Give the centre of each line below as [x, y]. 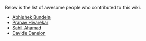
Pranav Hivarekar [30, 23]
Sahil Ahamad [27, 28]
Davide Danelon [29, 33]
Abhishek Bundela [31, 17]
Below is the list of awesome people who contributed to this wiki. [73, 7]
